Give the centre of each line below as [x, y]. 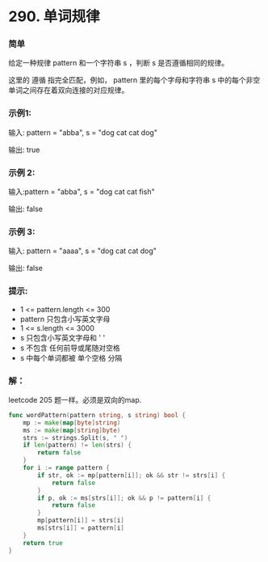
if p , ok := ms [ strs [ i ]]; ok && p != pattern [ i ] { [124, 498]
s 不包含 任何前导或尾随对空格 [70, 348]
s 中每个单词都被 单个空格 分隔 [71, 357]
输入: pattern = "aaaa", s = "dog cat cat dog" [83, 251]
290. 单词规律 [54, 17]
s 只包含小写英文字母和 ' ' [63, 337]
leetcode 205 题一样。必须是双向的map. [75, 399]
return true [43, 543]
